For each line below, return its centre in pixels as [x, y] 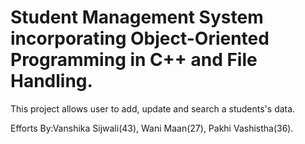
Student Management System [137, 17]
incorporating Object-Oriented [140, 38]
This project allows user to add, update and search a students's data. [153, 108]
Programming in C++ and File [134, 60]
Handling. [51, 81]
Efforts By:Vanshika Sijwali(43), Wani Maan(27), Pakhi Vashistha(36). [152, 128]
